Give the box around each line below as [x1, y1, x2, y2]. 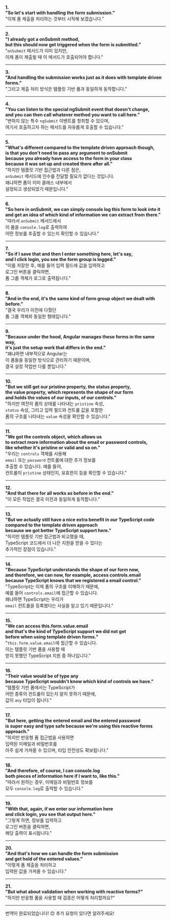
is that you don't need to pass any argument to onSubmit [5, 150, 128, 156]
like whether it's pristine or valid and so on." [5, 444, 101, 451]
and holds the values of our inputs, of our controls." [5, 394, 117, 401]
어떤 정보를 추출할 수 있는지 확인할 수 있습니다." [5, 230, 99, 236]
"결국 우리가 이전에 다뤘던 [5, 307, 57, 313]
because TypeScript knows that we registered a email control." [5, 577, 141, 583]
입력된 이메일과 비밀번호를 [5, 741, 58, 747]
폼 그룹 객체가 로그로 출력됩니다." [5, 275, 71, 281]
